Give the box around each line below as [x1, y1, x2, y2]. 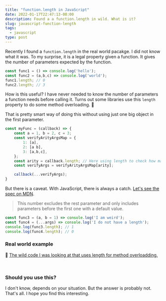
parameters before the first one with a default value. [17, 206, 124, 211]
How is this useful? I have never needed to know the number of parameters [5, 91, 159, 97]
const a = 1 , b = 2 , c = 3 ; [14, 131, 72, 136]
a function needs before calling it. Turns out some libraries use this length [5, 97, 156, 102]
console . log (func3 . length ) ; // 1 [5, 224, 74, 229]
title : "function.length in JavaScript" [5, 7, 90, 12]
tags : [5, 26, 16, 31]
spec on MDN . [5, 191, 35, 197]
